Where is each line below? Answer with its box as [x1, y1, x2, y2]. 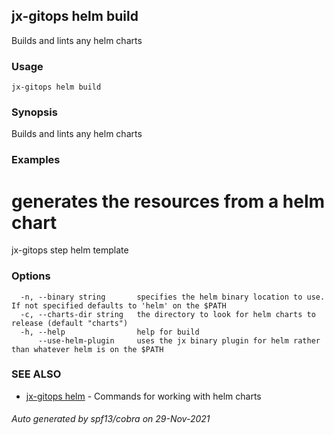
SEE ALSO [11, 367, 62, 381]
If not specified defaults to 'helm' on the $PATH [11, 300, 227, 311]
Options [11, 269, 51, 283]
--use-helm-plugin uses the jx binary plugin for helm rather [37, 335, 321, 346]
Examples [11, 153, 61, 167]
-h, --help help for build [20, 327, 200, 337]
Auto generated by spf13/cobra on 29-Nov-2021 [11, 413, 211, 425]
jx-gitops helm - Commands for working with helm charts [25, 390, 262, 402]
